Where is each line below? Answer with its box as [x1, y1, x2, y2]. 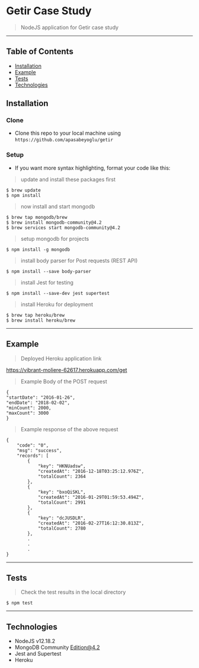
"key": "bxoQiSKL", [37, 489, 86, 495]
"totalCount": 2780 [37, 525, 86, 532]
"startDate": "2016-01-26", [6, 395, 76, 400]
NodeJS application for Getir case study [20, 24, 119, 31]
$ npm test [6, 600, 33, 606]
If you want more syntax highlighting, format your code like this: [14, 164, 171, 171]
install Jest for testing [20, 279, 74, 286]
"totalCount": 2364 [37, 473, 86, 479]
